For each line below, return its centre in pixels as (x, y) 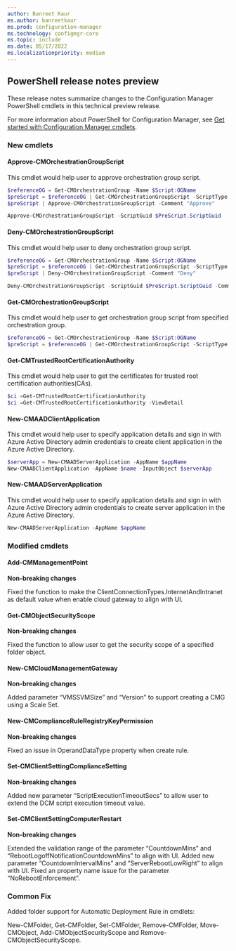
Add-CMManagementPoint (48, 563)
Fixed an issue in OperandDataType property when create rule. (98, 750)
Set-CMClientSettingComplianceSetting (67, 766)
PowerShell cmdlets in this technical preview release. (84, 105)
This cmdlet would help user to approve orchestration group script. (104, 177)
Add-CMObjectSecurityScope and (89, 933)
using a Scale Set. (33, 705)
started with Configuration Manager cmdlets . (72, 126)
